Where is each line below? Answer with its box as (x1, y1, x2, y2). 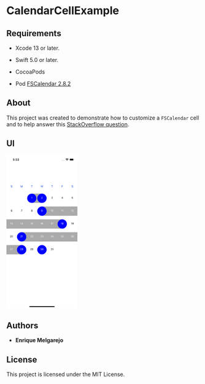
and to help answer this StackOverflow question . (6, 120, 130, 128)
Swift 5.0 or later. (15, 56, 59, 63)
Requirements (6, 28, 61, 39)
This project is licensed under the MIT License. (6, 371, 125, 378)
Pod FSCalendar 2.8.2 (15, 80, 71, 87)
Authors (6, 320, 39, 331)
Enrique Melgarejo (15, 337, 63, 344)
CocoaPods (15, 68, 45, 75)
